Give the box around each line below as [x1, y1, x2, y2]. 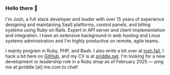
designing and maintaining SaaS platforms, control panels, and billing [5, 21, 151, 28]
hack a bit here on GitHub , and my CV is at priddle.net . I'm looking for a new [5, 53, 165, 59]
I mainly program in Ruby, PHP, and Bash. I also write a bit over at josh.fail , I [5, 48, 164, 54]
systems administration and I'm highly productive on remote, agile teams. [5, 38, 160, 44]
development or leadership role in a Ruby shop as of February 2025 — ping [5, 59, 164, 65]
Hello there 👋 [5, 5, 38, 12]
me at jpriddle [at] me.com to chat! [5, 64, 78, 70]
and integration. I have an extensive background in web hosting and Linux [5, 33, 161, 39]
